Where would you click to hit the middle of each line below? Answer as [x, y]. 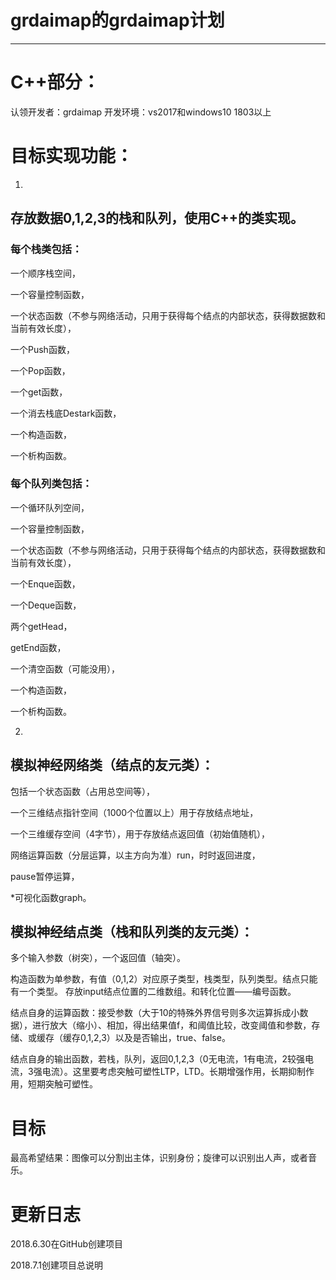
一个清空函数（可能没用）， [65, 668]
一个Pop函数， [40, 370]
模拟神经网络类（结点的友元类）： [112, 765]
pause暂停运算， [45, 876]
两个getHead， [41, 626]
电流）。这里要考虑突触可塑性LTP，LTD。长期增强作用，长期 [164, 1072]
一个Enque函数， [45, 583]
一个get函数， [39, 392]
